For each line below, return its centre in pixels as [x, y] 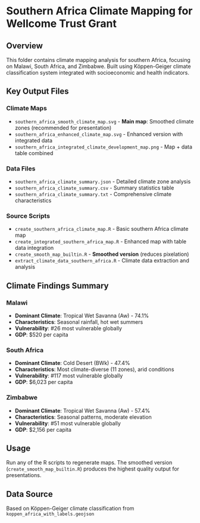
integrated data [33, 140]
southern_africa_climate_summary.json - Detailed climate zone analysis [103, 181]
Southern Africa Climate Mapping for [99, 11]
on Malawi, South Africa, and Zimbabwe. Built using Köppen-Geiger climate [99, 66]
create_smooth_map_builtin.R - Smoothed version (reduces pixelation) [102, 254]
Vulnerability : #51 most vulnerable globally [68, 423]
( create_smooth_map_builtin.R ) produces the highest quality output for [93, 469]
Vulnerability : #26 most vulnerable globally [68, 328]
